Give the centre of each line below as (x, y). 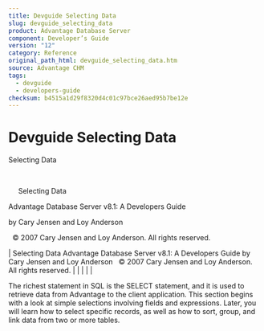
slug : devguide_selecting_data (61, 23)
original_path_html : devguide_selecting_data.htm (93, 61)
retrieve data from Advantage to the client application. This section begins (131, 295)
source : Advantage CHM (46, 68)
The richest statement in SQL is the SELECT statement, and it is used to (126, 286)
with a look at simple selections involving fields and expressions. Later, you (132, 303)
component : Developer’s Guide (59, 38)
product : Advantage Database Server (69, 31)
